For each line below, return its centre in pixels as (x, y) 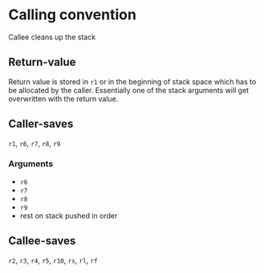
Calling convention (72, 15)
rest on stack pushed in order (69, 215)
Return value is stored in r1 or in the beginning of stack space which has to (132, 81)
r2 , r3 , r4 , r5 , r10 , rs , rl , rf (53, 260)
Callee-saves (42, 241)
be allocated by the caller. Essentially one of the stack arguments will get (129, 90)
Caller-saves (41, 124)
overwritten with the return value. (63, 99)
